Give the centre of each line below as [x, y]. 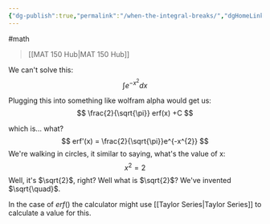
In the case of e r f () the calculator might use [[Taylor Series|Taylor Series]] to [135, 204]
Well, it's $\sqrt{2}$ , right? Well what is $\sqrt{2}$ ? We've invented [120, 180]
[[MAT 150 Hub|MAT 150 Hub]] [79, 54]
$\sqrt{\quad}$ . [35, 189]
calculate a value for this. [50, 213]
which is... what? [36, 128]
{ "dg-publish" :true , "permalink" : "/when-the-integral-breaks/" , [117, 16]
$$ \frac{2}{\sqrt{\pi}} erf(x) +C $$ [135, 113]
